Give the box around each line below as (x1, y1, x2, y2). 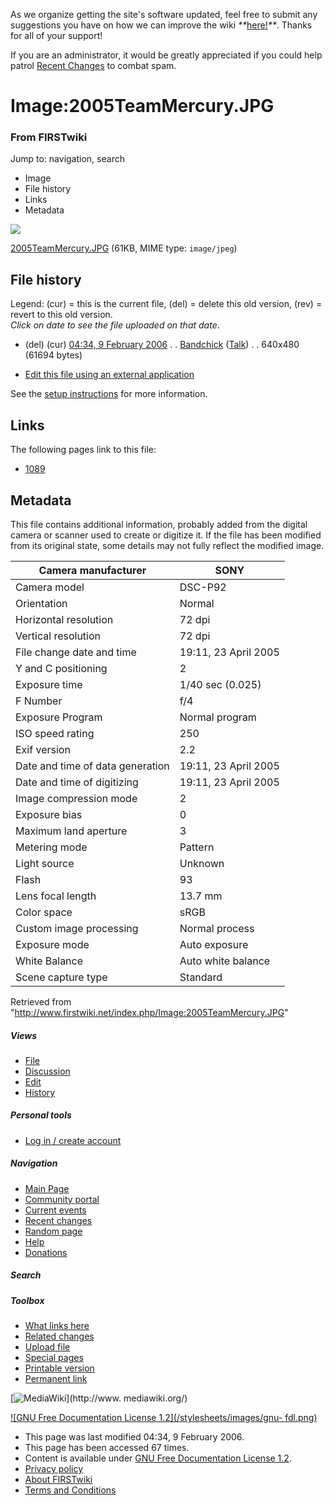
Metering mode (15, 840, 88, 854)
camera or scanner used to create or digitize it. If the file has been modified (10, 529, 322, 541)
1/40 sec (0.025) (179, 677, 262, 691)
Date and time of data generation (15, 759, 170, 773)
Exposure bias (15, 807, 83, 821)
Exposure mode (15, 937, 90, 951)
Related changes (24, 1330, 95, 1343)
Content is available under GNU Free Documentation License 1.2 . (24, 1452, 292, 1464)
